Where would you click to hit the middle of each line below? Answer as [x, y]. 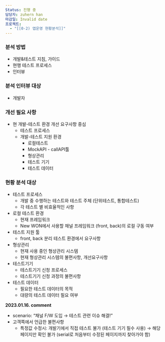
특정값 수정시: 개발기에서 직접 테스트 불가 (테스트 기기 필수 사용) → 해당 [90, 328]
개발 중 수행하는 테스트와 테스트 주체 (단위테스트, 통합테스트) [80, 201]
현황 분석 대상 [21, 182]
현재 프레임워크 [35, 220]
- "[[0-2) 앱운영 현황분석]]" [38, 29]
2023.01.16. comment [28, 305]
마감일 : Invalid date [26, 19]
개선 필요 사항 [21, 112]
